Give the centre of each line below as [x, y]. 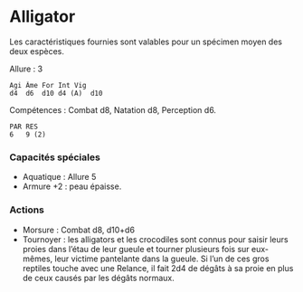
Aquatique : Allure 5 [59, 177]
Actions [27, 210]
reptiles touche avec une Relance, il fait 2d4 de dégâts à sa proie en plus [158, 268]
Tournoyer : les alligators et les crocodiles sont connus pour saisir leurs [155, 239]
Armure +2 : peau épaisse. [72, 186]
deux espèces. [37, 51]
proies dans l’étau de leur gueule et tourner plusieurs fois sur [136, 249]
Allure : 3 [26, 69]
